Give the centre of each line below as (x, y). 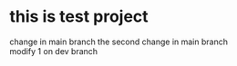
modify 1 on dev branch (54, 51)
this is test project (79, 17)
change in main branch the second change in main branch (118, 42)
